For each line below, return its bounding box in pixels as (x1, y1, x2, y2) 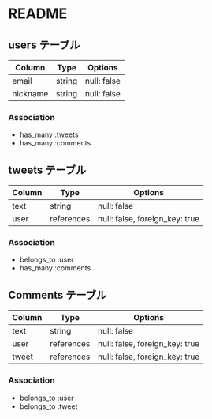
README (8, 5, 68, 23)
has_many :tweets (19, 130, 79, 139)
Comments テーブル (8, 288, 107, 301)
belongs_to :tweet (19, 401, 78, 411)
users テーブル (8, 38, 80, 51)
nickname (12, 89, 49, 99)
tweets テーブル (8, 163, 87, 176)
